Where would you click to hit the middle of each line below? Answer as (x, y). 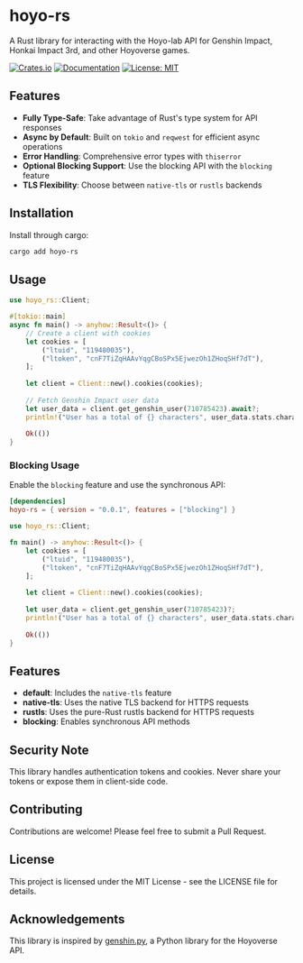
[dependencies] (38, 501)
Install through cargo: (49, 234)
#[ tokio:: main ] (38, 316)
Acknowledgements (67, 919)
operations (42, 146)
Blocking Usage (44, 465)
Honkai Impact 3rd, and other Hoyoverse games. (100, 50)
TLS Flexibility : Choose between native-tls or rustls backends (142, 185)
